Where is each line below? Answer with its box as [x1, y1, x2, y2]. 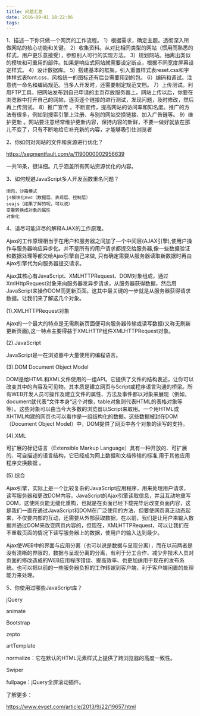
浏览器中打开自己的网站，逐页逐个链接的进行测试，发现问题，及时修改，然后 [6, 96, 194, 103]
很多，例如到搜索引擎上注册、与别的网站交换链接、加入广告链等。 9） [16, 111, 189, 118]
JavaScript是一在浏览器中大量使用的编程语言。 [6, 351, 121, 359]
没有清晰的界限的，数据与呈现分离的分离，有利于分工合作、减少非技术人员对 [6, 549, 194, 557]
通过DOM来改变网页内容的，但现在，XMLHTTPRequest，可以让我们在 [16, 522, 189, 529]
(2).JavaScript [6, 340, 42, 347]
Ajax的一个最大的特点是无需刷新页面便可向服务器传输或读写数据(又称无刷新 [6, 320, 191, 327]
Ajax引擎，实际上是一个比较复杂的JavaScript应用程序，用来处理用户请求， [6, 485, 189, 492]
